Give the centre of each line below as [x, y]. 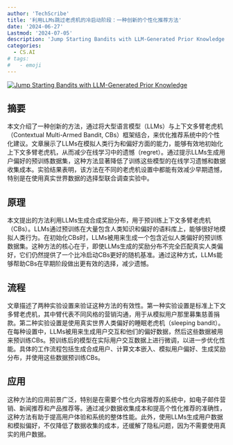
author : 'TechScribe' [38, 14]
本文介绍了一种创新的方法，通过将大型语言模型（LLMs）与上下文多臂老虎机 [115, 126]
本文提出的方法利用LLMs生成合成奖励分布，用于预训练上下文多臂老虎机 [109, 220]
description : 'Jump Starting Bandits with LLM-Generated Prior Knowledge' [118, 40]
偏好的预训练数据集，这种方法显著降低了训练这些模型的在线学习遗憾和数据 [119, 161]
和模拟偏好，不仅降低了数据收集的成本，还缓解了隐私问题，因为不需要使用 [113, 425]
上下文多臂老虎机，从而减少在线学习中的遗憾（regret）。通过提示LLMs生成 [113, 152]
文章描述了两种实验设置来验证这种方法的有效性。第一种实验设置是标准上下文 [116, 306]
